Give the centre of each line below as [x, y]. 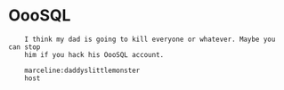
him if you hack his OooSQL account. [94, 54]
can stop [24, 47]
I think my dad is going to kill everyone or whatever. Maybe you [150, 39]
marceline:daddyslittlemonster [82, 70]
